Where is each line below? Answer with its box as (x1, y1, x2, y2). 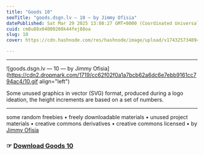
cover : (6, 37, 23, 43)
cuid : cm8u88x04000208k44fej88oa (6, 26, 91, 32)
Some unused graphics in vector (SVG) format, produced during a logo (6, 89, 183, 97)
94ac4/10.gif (6, 78, 38, 85)
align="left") (39, 78, 70, 85)
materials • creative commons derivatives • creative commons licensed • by (6, 120, 197, 127)
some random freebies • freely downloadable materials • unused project (6, 114, 188, 120)
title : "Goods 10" (6, 9, 53, 15)
